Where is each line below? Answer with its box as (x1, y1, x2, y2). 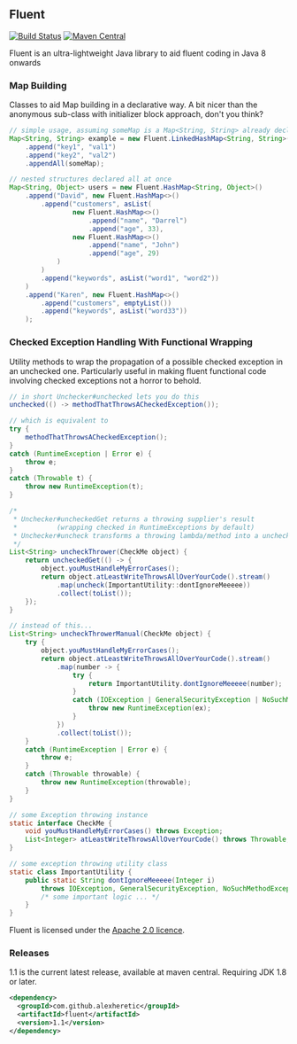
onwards (9, 57, 42, 67)
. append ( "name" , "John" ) (88, 241, 179, 250)
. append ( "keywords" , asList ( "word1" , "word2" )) (41, 274, 219, 283)
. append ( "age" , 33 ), (88, 224, 164, 233)
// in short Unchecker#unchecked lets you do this (9, 392, 200, 401)
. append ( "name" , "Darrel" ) (88, 216, 188, 225)
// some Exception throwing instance (9, 810, 148, 819)
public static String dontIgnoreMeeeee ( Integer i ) (25, 876, 216, 884)
